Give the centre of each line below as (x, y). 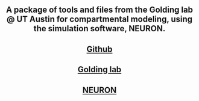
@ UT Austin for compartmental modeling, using (99, 20)
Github (99, 49)
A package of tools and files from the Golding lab (99, 10)
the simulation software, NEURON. (99, 29)
